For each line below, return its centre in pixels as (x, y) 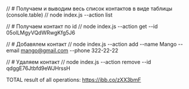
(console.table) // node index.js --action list (59, 15)
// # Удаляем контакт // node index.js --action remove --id (79, 62)
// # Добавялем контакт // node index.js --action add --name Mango (92, 44)
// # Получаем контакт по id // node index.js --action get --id (82, 26)
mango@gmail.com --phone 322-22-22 (69, 50)
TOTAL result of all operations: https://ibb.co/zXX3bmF (74, 80)
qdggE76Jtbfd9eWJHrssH (38, 68)
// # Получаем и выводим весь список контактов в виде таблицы (89, 9)
